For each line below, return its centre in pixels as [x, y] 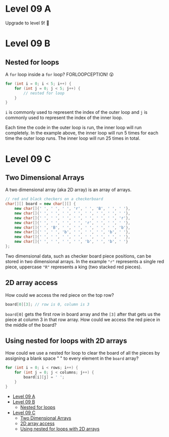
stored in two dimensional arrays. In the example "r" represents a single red [84, 261]
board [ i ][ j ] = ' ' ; [44, 377]
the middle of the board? [31, 325]
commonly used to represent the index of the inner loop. [64, 118]
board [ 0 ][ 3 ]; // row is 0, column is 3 [47, 304]
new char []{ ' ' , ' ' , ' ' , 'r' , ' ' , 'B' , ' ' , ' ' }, [73, 209]
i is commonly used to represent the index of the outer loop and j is [76, 112]
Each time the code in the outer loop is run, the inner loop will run [74, 128]
